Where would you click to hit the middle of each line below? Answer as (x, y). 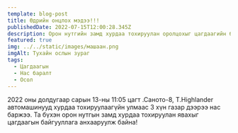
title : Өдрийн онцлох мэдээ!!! (53, 21)
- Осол (23, 80)
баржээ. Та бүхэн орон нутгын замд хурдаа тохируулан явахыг (103, 115)
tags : (15, 60)
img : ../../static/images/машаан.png (63, 47)
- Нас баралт (33, 73)
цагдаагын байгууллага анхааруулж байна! (73, 122)
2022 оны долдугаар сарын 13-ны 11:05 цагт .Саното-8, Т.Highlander (110, 100)
